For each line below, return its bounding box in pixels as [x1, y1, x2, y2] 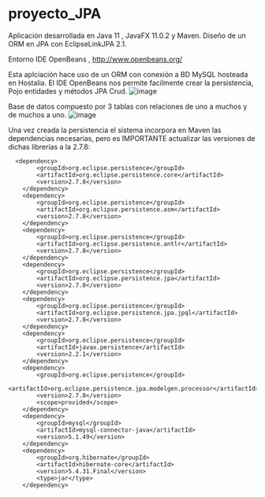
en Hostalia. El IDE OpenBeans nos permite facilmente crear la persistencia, [8, 78, 254, 87]
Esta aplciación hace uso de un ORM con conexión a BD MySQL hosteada [8, 69, 248, 79]
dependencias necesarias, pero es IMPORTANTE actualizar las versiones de [8, 133, 256, 143]
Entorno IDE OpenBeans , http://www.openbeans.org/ [8, 54, 183, 64]
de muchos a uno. [8, 109, 67, 119]
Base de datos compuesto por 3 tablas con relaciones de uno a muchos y [8, 102, 248, 111]
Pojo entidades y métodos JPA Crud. [8, 86, 128, 95]
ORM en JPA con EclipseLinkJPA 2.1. [8, 39, 127, 48]
